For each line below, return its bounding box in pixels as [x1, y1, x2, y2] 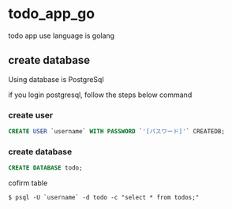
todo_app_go [8, 5, 95, 23]
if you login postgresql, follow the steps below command [8, 90, 193, 99]
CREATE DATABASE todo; [8, 164, 83, 172]
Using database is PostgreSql [8, 74, 104, 84]
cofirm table [8, 178, 48, 188]
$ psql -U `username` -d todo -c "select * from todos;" [8, 194, 200, 202]
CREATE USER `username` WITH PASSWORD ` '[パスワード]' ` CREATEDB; [8, 128, 225, 136]
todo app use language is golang [8, 31, 115, 40]
